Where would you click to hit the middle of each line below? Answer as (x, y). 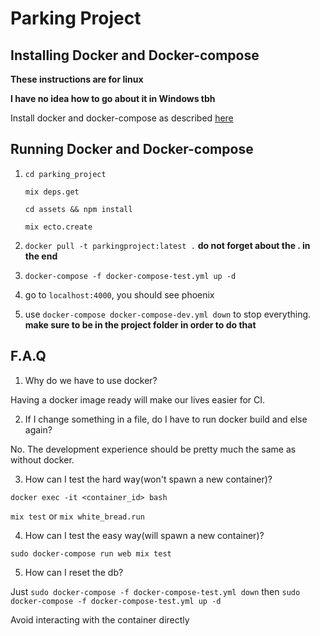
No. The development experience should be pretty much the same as (153, 449)
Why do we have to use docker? (91, 380)
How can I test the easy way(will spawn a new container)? (144, 535)
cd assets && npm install (78, 209)
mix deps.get (52, 192)
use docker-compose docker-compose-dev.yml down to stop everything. (168, 314)
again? (38, 429)
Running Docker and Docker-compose (132, 149)
